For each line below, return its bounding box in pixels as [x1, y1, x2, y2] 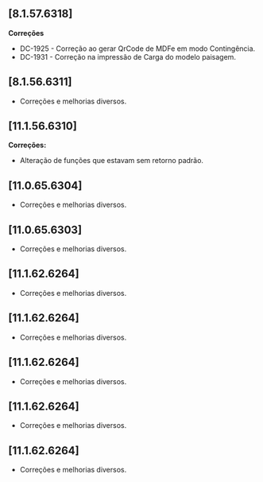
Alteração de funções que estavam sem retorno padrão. [19, 156, 204, 165]
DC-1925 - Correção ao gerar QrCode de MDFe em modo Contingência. [19, 44, 256, 53]
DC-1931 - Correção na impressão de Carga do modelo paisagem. [19, 52, 237, 61]
